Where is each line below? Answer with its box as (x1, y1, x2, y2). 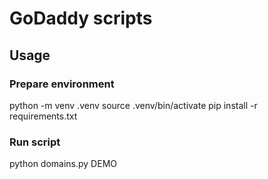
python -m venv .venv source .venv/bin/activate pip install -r (9, 99, 258, 111)
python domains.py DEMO (9, 158, 117, 170)
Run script (9, 135, 61, 149)
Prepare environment (9, 77, 115, 91)
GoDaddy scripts (9, 7, 153, 30)
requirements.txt (9, 110, 78, 122)
